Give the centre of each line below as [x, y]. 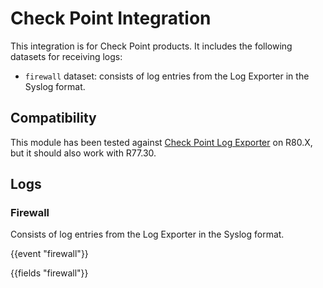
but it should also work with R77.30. [83, 153]
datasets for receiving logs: [66, 56]
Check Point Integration [111, 18]
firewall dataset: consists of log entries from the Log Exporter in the [167, 76]
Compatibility [53, 118]
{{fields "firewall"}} [49, 273]
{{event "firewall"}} [49, 254]
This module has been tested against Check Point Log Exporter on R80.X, [161, 142]
